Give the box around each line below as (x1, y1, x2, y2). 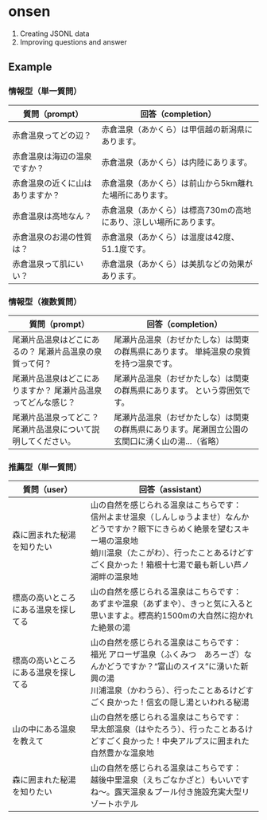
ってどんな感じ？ (12, 397, 76, 408)
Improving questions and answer (19, 37, 127, 46)
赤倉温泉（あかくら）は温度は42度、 (101, 231, 240, 242)
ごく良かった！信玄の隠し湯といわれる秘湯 (90, 696, 250, 708)
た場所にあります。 (101, 190, 173, 201)
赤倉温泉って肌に (12, 258, 76, 269)
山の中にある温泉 (12, 724, 77, 735)
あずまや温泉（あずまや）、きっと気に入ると (90, 598, 253, 610)
